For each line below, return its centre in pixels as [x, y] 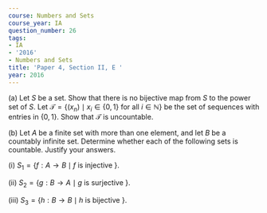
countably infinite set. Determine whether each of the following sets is [124, 141]
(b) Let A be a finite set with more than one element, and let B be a [117, 133]
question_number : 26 [43, 30]
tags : [17, 38]
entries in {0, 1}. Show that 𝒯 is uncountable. [81, 117]
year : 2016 [26, 75]
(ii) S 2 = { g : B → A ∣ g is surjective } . [69, 184]
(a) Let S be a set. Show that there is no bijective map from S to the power [130, 97]
